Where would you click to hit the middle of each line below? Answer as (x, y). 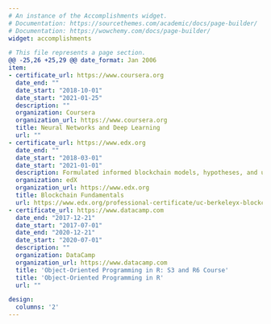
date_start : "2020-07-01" (59, 240)
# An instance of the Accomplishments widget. (88, 16)
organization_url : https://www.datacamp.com (92, 263)
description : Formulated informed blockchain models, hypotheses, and (137, 173)
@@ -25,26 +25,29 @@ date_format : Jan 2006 (83, 60)
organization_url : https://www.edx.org (83, 188)
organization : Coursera (55, 113)
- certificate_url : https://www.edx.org (77, 143)
